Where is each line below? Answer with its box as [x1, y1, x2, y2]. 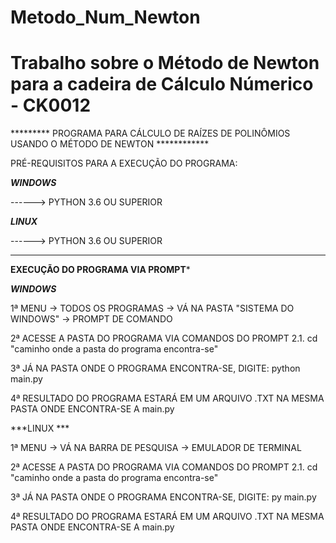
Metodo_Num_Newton [10, 6, 201, 29]
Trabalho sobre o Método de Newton [10, 52, 320, 75]
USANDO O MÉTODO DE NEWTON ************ [10, 138, 210, 150]
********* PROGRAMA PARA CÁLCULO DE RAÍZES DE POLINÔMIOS [10, 127, 291, 140]
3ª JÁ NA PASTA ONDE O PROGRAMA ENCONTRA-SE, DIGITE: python [10, 362, 301, 375]
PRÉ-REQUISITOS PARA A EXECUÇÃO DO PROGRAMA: [10, 157, 238, 170]
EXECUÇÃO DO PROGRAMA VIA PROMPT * [10, 264, 191, 276]
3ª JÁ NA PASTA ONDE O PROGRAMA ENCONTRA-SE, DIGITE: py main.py [10, 491, 317, 503]
